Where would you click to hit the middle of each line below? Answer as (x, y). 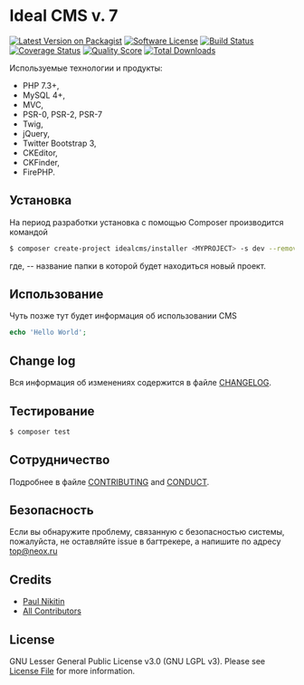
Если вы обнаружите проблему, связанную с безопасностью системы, (147, 532)
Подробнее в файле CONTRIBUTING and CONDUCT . (109, 481)
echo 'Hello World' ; (48, 333)
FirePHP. (39, 172)
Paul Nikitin (43, 602)
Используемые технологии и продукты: (86, 68)
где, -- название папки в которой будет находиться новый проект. (138, 266)
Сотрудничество (60, 460)
